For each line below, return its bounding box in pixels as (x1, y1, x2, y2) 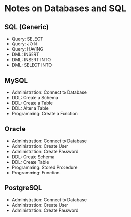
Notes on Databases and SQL (4, 3, 127, 14)
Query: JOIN (11, 41, 37, 47)
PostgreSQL (4, 184, 42, 192)
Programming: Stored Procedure (11, 164, 78, 170)
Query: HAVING (11, 46, 44, 52)
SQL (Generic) (4, 23, 49, 31)
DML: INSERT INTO (11, 57, 51, 62)
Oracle (4, 125, 26, 133)
